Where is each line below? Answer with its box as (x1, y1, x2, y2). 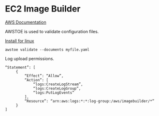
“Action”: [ (24, 77, 49, 82)
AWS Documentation (5, 19, 47, 25)
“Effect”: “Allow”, (24, 73, 64, 78)
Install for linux (5, 38, 34, 44)
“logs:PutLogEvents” (33, 90, 75, 95)
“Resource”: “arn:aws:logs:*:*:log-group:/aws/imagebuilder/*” (24, 99, 155, 103)
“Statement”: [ (5, 65, 36, 70)
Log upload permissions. (5, 55, 55, 61)
